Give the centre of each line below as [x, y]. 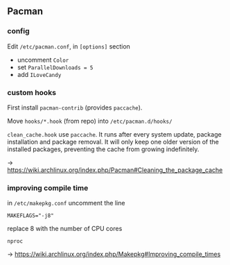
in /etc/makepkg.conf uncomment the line [66, 203]
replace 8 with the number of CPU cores [65, 229]
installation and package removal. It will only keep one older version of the [113, 142]
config [18, 31]
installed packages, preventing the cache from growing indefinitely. [103, 149]
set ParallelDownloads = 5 [55, 67]
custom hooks [32, 92]
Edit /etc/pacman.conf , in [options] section [69, 46]
